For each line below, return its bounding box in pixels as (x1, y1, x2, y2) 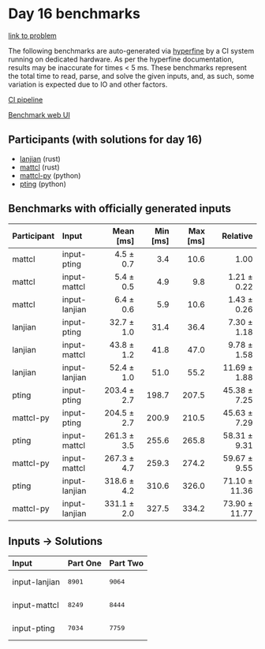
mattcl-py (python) (19, 170, 81, 180)
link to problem (8, 31, 57, 40)
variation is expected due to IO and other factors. (8, 80, 168, 89)
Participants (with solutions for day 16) (8, 133, 203, 147)
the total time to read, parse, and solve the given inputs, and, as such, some (8, 71, 255, 80)
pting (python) (19, 179, 67, 188)
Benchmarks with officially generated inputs (8, 202, 231, 215)
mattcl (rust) (19, 162, 61, 172)
